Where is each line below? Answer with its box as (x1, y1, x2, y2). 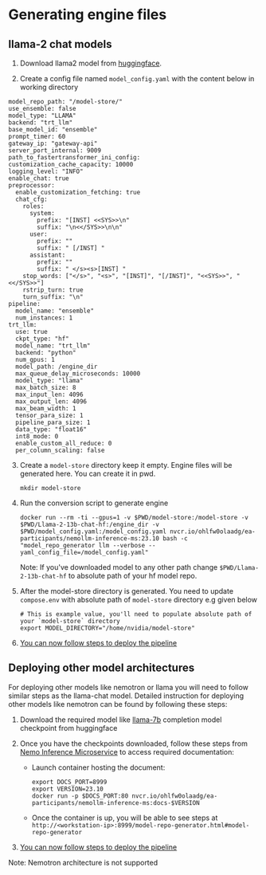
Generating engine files (8, 6, 167, 24)
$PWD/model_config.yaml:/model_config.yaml (19, 528, 167, 536)
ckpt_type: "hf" (15, 335, 69, 343)
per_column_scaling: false (15, 446, 105, 454)
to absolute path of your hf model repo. (68, 571, 198, 580)
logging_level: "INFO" (8, 167, 84, 175)
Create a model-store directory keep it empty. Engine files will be (19, 461, 233, 469)
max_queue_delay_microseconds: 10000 (15, 370, 141, 378)
